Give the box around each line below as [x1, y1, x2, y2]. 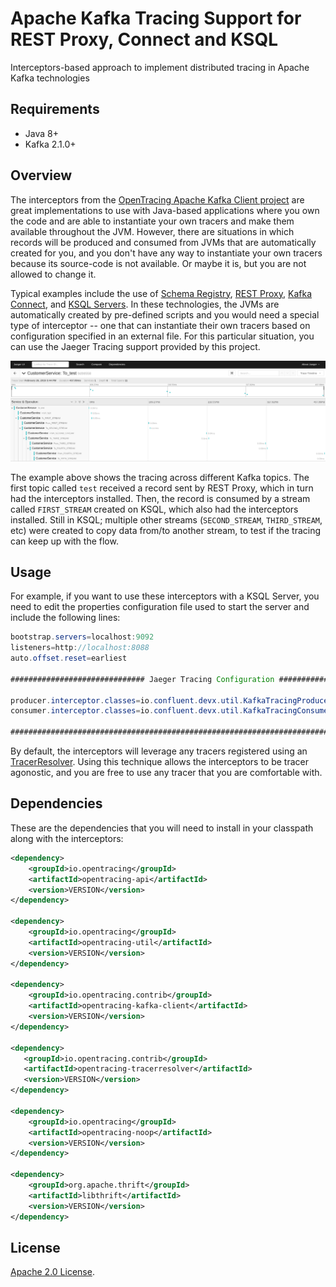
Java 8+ [24, 127, 59, 139]
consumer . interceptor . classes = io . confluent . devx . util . [10, 706, 244, 716]
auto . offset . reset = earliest [10, 653, 128, 664]
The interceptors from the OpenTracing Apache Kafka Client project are [10, 193, 305, 206]
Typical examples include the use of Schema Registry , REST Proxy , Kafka [10, 287, 313, 299]
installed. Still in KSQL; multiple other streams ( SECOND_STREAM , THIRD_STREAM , [10, 513, 323, 526]
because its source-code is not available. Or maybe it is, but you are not [10, 257, 307, 269]
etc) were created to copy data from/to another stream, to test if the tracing [10, 524, 322, 536]
